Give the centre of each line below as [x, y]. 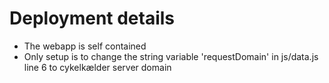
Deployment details [92, 18]
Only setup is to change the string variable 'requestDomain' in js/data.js [171, 56]
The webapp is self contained [85, 46]
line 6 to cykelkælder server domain [97, 67]
